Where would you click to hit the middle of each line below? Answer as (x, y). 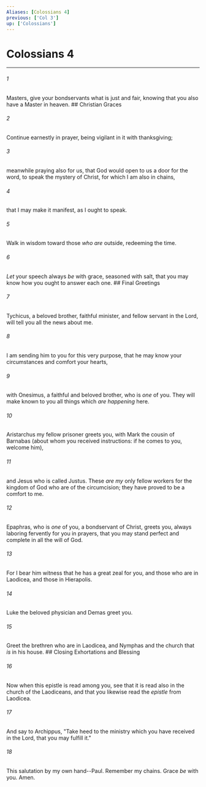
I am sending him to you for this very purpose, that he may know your (94, 355)
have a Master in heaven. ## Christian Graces (64, 104)
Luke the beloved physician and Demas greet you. (70, 613)
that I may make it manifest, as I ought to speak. (67, 210)
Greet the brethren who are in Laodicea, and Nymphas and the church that (101, 646)
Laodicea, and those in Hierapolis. (49, 579)
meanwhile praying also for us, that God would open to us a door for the (97, 170)
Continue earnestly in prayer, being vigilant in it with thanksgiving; (90, 137)
